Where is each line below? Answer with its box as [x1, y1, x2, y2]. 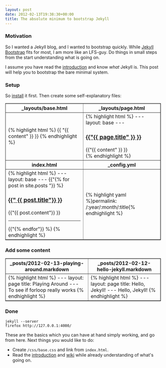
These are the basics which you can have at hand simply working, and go [5, 332, 155, 338]
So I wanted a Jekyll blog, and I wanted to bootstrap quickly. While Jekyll [5, 44, 154, 50]
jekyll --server [5, 319, 39, 324]
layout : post [5, 7, 32, 12]
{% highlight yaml [85, 191, 127, 198]
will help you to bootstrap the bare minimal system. [5, 69, 109, 75]
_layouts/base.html [21, 105, 68, 111]
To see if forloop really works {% [8, 287, 84, 294]
